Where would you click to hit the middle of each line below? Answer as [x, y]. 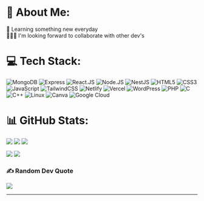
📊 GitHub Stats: [48, 121]
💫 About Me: [38, 12]
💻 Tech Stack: [44, 61]
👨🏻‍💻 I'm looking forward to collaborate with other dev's [75, 35]
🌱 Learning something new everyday [52, 29]
